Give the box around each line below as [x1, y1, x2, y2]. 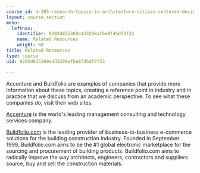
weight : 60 [17, 42, 44, 48]
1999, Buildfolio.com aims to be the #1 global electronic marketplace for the [6, 141, 191, 148]
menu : [6, 20, 20, 26]
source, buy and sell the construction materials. [6, 160, 123, 167]
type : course [6, 53, 39, 59]
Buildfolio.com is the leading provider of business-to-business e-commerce [6, 128, 192, 136]
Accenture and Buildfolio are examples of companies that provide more [6, 80, 181, 87]
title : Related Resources [6, 48, 70, 54]
